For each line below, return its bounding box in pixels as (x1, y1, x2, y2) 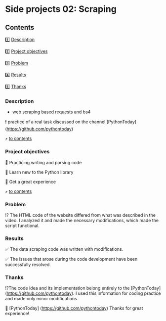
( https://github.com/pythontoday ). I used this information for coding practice (5, 290, 161, 296)
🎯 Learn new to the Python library (5, 169, 74, 175)
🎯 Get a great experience (5, 179, 56, 184)
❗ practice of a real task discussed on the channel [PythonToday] (5, 119, 137, 125)
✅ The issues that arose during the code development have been (5, 256, 138, 262)
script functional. (5, 223, 40, 229)
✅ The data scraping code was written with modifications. (5, 246, 124, 252)
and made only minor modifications (5, 296, 78, 302)
